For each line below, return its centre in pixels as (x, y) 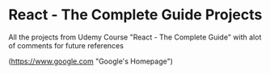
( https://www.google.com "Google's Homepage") (91, 61)
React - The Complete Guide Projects (135, 15)
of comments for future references (66, 45)
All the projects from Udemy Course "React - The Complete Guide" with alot (135, 37)
